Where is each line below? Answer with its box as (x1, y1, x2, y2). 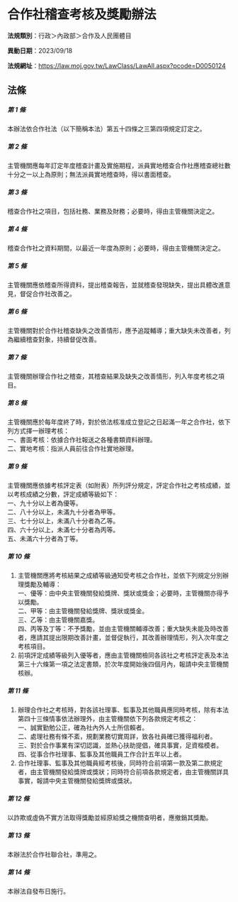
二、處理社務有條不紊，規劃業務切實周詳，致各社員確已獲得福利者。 (17, 732, 217, 740)
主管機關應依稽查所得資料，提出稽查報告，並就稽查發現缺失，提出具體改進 (7, 281, 225, 290)
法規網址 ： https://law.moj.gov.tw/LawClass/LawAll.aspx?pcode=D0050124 (7, 61, 227, 70)
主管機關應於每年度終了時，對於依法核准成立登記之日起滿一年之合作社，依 (7, 418, 225, 427)
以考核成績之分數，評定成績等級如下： (7, 490, 119, 499)
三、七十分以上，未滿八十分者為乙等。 (7, 517, 119, 525)
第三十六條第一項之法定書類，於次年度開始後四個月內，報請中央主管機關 (17, 660, 229, 669)
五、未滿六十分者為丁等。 (7, 534, 82, 543)
